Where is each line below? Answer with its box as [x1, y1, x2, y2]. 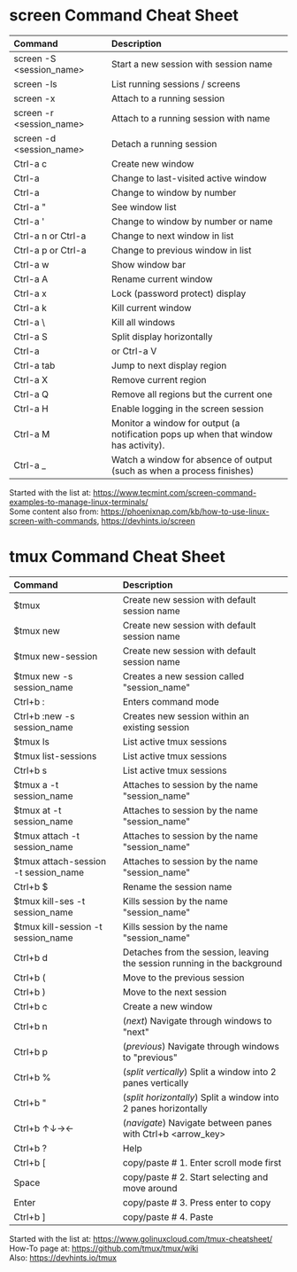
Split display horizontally [111, 330, 214, 342]
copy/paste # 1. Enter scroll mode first [122, 1156, 282, 1168]
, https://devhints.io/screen [96, 515, 196, 526]
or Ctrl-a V [111, 345, 157, 357]
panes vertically [122, 1076, 189, 1089]
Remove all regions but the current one [111, 387, 273, 400]
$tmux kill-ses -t [13, 894, 86, 907]
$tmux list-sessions [13, 750, 97, 762]
